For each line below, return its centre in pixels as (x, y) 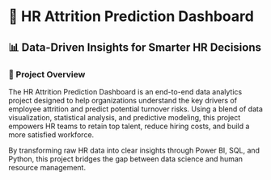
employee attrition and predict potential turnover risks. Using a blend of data (135, 109)
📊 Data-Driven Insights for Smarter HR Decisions (135, 47)
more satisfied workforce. (51, 134)
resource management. (47, 167)
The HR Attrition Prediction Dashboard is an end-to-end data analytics (125, 91)
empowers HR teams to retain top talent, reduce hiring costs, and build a (129, 126)
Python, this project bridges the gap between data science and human (126, 159)
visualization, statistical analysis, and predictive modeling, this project (125, 117)
